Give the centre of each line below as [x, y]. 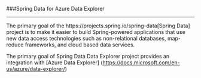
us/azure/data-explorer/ [36, 69]
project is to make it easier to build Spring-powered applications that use [96, 32]
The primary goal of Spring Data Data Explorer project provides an [88, 56]
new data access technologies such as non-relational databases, [86, 38]
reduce [15, 45]
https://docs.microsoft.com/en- [141, 63]
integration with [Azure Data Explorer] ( [54, 63]
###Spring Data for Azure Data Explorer [55, 9]
